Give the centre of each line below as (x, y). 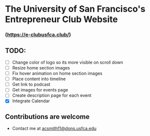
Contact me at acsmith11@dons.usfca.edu (54, 129)
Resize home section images (41, 68)
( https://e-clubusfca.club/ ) (38, 35)
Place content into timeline (39, 79)
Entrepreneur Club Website (62, 19)
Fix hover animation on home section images (57, 73)
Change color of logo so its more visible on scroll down (68, 62)
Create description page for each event (52, 95)
